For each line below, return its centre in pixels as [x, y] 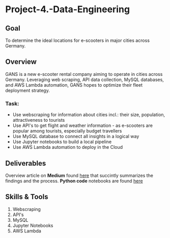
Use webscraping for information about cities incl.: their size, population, [89, 115]
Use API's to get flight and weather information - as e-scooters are [82, 125]
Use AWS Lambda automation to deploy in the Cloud [68, 147]
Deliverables [26, 163]
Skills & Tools [27, 197]
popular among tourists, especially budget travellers [67, 131]
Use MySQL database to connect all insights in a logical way [76, 137]
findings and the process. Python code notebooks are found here [74, 181]
